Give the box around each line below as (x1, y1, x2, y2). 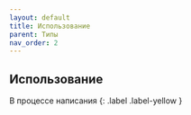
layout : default (9, 13, 70, 22)
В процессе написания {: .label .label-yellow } (9, 95, 183, 106)
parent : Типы (9, 30, 59, 39)
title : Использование (9, 22, 91, 31)
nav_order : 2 (9, 38, 59, 48)
